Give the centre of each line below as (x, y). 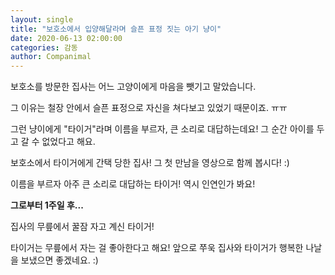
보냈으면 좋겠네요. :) (59, 260)
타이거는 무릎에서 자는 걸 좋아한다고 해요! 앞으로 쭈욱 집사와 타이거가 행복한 (157, 248)
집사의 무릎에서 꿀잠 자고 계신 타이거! (82, 227)
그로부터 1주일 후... (47, 205)
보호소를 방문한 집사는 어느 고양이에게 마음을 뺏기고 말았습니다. (133, 87)
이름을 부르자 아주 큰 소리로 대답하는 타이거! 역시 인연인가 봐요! (133, 184)
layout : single (42, 19)
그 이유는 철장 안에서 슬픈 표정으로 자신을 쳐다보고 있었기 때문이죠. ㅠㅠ (149, 108)
